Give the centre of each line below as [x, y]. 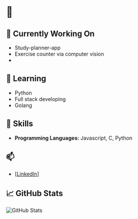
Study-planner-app [37, 48]
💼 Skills [20, 124]
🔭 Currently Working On [50, 34]
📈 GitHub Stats [34, 193]
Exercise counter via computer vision [59, 54]
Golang [23, 105]
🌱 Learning [26, 79]
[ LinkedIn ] [27, 174]
